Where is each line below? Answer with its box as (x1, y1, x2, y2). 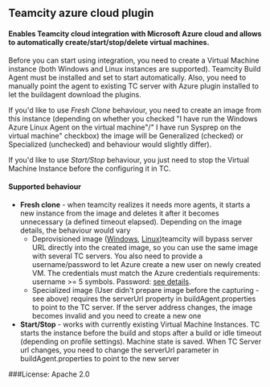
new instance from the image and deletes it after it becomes (19, 208, 219, 218)
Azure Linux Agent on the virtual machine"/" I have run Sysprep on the (8, 122, 242, 132)
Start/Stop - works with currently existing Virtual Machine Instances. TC (19, 319, 260, 329)
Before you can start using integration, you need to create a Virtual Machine (8, 56, 260, 65)
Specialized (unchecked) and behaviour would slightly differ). (8, 139, 212, 149)
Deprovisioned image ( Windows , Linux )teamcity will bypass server (31, 233, 253, 244)
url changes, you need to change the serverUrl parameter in (19, 345, 219, 355)
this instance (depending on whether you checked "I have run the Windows (8, 113, 258, 123)
